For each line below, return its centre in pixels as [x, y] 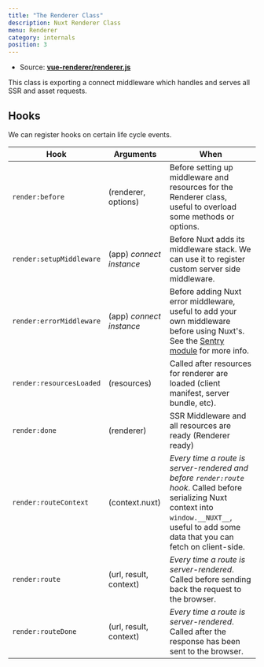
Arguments [135, 154]
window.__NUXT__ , [201, 517]
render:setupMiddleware [57, 259]
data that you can [202, 537]
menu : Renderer [33, 30]
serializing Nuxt [198, 497]
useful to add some [205, 527]
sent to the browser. [206, 651]
